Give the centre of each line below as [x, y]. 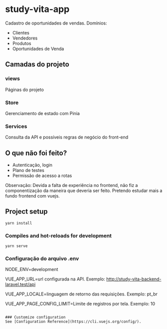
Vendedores [25, 38]
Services [16, 126]
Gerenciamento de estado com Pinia [42, 113]
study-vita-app [37, 9]
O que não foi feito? [36, 153]
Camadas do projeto [37, 64]
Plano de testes [28, 170]
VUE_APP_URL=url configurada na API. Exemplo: [55, 279]
